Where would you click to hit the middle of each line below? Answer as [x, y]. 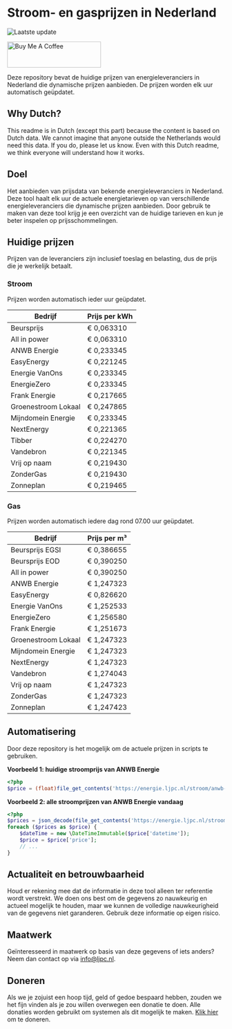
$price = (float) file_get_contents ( [60, 788]
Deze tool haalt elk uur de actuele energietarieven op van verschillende [108, 198]
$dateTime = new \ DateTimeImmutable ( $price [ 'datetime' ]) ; [105, 834]
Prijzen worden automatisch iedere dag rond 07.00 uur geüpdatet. [101, 521]
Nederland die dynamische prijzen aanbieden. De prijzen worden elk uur [110, 84]
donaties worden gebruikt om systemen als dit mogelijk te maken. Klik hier [113, 1012]
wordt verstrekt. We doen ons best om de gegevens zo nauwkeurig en [107, 898]
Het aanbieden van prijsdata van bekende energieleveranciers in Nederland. [116, 191]
